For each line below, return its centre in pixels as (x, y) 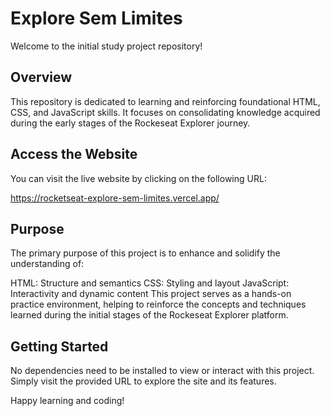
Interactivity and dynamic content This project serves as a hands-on (151, 294)
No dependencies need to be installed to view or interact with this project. (162, 371)
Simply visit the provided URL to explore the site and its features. (143, 381)
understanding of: (47, 264)
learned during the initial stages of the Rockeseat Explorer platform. (149, 315)
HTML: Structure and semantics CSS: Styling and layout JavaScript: (150, 283)
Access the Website (74, 154)
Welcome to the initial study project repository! (106, 46)
